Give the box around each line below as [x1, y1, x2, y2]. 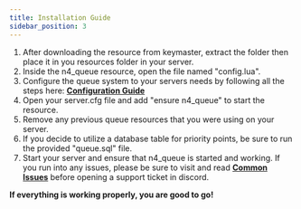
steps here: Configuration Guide [22, 85, 146, 96]
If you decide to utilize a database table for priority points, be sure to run [22, 133, 293, 144]
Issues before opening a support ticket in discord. [22, 171, 210, 182]
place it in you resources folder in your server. [22, 56, 194, 67]
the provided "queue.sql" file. [22, 142, 133, 154]
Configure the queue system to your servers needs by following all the [22, 75, 285, 86]
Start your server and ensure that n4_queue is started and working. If [22, 152, 280, 163]
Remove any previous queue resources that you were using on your [22, 114, 275, 125]
